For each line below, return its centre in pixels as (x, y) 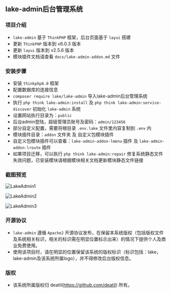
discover (22, 109)
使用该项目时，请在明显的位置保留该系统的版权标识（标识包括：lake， (87, 252)
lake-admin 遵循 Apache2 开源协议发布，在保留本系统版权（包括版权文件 (88, 232)
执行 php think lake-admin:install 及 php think (64, 102)
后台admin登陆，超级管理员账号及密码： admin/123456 (69, 122)
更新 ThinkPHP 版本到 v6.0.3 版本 (47, 44)
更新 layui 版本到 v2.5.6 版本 (43, 50)
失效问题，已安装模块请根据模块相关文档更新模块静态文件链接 (78, 160)
